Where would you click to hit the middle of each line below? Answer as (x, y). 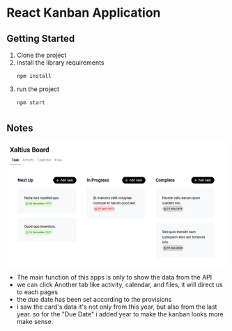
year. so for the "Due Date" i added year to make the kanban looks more (120, 314)
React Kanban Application (84, 13)
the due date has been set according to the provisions (94, 299)
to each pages (37, 292)
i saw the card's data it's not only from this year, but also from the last (117, 307)
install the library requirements (60, 63)
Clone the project (41, 55)
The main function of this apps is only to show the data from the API (114, 277)
